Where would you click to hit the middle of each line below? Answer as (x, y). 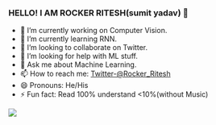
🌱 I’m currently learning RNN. (68, 39)
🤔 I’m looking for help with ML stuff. (79, 56)
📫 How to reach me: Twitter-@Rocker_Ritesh (95, 74)
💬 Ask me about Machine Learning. (78, 65)
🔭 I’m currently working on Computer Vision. (93, 31)
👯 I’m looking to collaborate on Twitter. (83, 48)
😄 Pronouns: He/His (54, 85)
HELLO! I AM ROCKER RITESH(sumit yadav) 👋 (98, 13)
